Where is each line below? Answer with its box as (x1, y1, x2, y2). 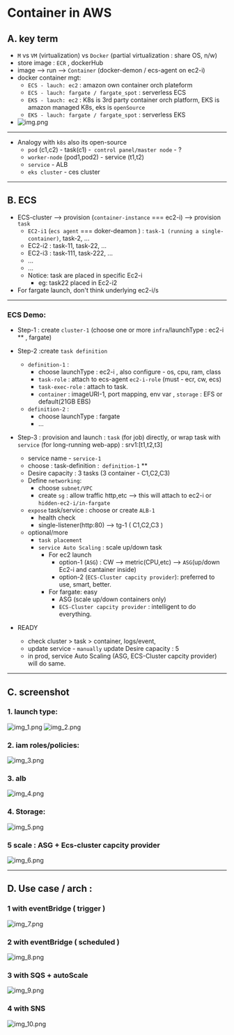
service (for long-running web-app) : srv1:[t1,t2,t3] (17, 441, 163, 449)
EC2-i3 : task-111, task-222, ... (27, 249, 114, 257)
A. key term (7, 33, 58, 45)
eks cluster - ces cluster (27, 168, 101, 176)
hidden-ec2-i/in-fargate (38, 500, 111, 507)
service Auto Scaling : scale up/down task (38, 543, 162, 552)
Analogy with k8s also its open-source (17, 138, 127, 146)
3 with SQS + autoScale (7, 970, 88, 980)
